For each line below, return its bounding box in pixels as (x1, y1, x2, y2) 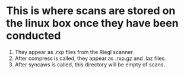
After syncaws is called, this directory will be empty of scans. (14, 60, 165, 68)
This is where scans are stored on (6, 4, 176, 18)
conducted (6, 29, 61, 42)
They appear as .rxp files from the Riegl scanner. (14, 48, 135, 55)
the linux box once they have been (6, 16, 179, 30)
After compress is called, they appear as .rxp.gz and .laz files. (14, 55, 166, 62)
